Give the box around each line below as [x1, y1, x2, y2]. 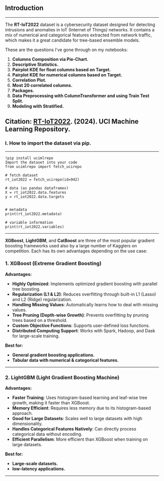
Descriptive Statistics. [12, 61, 59, 67]
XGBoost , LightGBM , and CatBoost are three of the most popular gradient [5, 238, 155, 243]
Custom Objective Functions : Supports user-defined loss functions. [12, 322, 150, 328]
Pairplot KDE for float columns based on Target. [12, 66, 111, 73]
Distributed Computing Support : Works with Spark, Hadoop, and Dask [12, 327, 155, 333]
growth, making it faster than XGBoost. [12, 400, 90, 406]
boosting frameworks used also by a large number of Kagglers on [5, 242, 137, 248]
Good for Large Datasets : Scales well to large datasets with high [12, 416, 143, 422]
